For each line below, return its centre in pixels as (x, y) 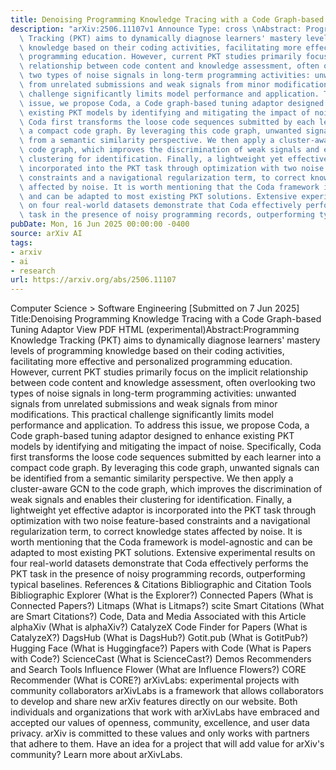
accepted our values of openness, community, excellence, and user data (160, 723)
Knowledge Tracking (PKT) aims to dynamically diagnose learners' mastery (165, 340)
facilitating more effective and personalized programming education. (151, 362)
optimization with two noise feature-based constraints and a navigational (160, 521)
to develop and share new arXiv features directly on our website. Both (154, 702)
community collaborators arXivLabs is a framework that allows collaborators (167, 691)
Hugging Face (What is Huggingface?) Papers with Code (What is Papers (161, 648)
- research (33, 271)
